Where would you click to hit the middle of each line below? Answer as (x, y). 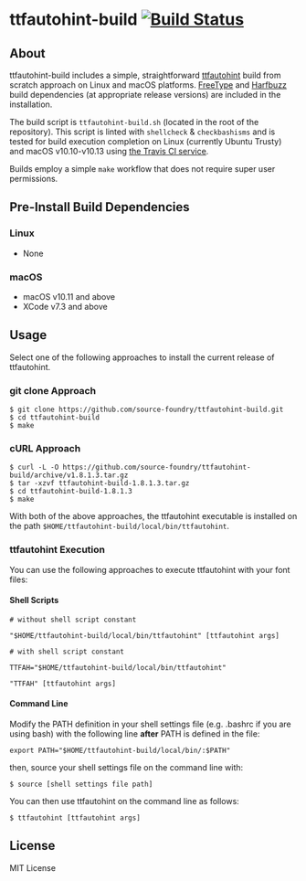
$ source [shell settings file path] (81, 785)
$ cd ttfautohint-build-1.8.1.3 (71, 492)
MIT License (33, 867)
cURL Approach (45, 449)
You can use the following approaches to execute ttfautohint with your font (150, 569)
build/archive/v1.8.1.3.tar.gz (69, 475)
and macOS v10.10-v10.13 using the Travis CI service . (109, 151)
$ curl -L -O (34, 467)
